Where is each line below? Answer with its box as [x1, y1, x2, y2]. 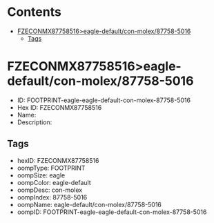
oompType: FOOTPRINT [17, 164, 86, 172]
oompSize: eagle [17, 171, 66, 180]
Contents [7, 4, 62, 20]
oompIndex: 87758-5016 [17, 193, 88, 201]
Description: [17, 118, 52, 126]
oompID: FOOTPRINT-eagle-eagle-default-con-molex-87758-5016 [17, 208, 207, 216]
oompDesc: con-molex [17, 186, 83, 194]
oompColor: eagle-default [17, 178, 91, 186]
